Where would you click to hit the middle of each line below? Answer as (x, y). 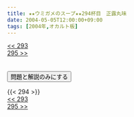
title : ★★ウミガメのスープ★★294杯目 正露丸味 (67, 13)
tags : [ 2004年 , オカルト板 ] (43, 26)
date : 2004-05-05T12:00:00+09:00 (55, 20)
